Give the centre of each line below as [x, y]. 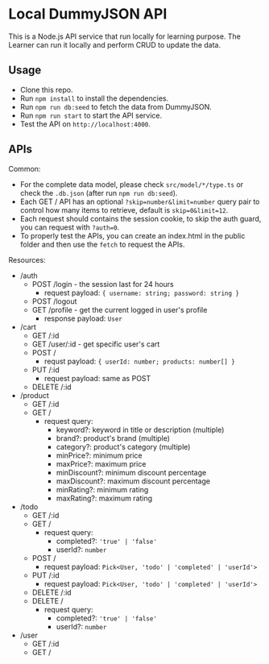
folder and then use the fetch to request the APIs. [102, 244]
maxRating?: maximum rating [104, 498]
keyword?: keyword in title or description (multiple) [140, 430]
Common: [25, 168]
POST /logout [54, 301]
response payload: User [83, 318]
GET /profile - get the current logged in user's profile [120, 309]
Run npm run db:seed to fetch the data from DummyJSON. [116, 106]
